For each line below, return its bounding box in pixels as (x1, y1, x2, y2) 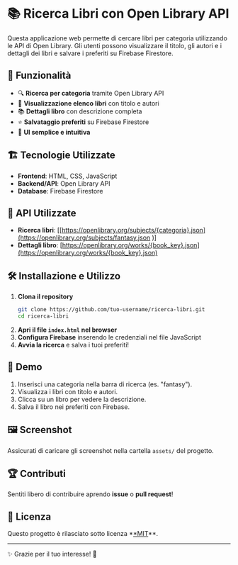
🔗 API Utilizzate (7, 207, 76, 219)
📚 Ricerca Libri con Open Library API (7, 6, 229, 22)
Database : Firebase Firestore (17, 186, 103, 195)
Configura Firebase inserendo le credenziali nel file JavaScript (17, 332, 202, 341)
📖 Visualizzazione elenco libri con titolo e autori (17, 99, 159, 107)
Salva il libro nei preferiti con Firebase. (17, 402, 130, 411)
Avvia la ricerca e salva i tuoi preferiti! (17, 340, 130, 349)
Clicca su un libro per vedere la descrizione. (17, 395, 147, 403)
